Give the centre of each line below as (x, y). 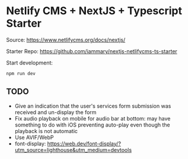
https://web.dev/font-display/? (84, 144)
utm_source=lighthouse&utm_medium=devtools (73, 150)
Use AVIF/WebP (34, 137)
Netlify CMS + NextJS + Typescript (94, 11)
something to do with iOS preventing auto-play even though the (92, 125)
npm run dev (21, 73)
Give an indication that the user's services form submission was (93, 106)
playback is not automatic (46, 131)
